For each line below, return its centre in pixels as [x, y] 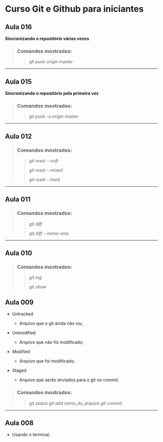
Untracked [23, 314]
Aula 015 [18, 81]
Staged [19, 371]
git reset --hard [44, 180]
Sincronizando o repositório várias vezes [47, 38]
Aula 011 [18, 200]
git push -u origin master [54, 116]
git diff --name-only [49, 233]
